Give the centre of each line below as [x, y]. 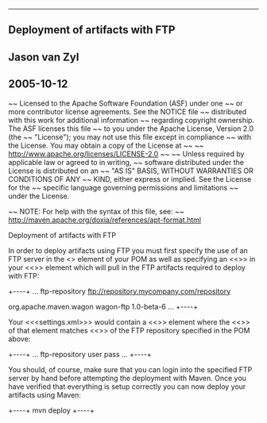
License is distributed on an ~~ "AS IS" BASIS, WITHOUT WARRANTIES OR [131, 171]
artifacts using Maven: [45, 394]
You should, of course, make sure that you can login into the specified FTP [130, 369]
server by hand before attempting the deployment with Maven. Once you [127, 378]
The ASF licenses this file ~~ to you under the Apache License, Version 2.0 [131, 129]
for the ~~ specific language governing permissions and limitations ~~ [124, 187]
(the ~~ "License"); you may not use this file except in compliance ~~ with [130, 137]
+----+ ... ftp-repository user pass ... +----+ [80, 354]
